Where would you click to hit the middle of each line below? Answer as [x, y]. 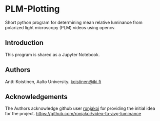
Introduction [24, 43]
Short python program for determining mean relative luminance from [74, 22]
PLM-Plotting [32, 9]
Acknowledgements [36, 96]
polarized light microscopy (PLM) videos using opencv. [60, 27]
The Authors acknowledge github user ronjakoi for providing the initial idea [80, 108]
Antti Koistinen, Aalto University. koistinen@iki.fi [53, 82]
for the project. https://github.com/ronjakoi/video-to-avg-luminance [73, 114]
